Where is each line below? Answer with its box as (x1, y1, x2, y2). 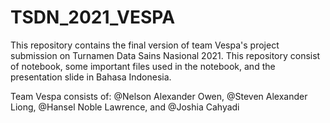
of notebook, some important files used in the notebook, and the (10, 60, 276, 72)
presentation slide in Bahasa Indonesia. (10, 71, 172, 83)
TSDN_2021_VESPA (10, 6, 176, 29)
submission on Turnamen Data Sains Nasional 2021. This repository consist (10, 49, 321, 61)
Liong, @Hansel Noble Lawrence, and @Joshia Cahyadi (10, 101, 240, 113)
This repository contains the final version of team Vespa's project (10, 39, 280, 51)
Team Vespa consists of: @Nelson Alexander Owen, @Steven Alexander (10, 90, 308, 102)
